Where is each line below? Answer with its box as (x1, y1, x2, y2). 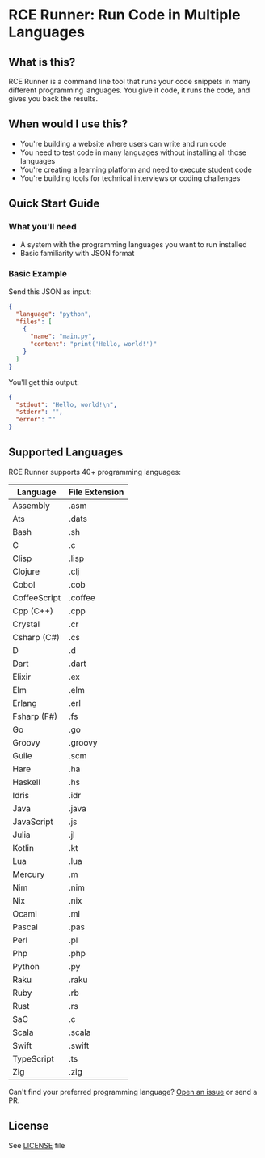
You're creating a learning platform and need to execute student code (19, 165, 252, 174)
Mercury (12, 869, 45, 880)
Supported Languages (8, 446, 124, 459)
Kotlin (12, 842, 35, 853)
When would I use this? (8, 118, 128, 131)
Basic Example (8, 268, 67, 280)
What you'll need (8, 221, 77, 233)
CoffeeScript (12, 592, 61, 603)
